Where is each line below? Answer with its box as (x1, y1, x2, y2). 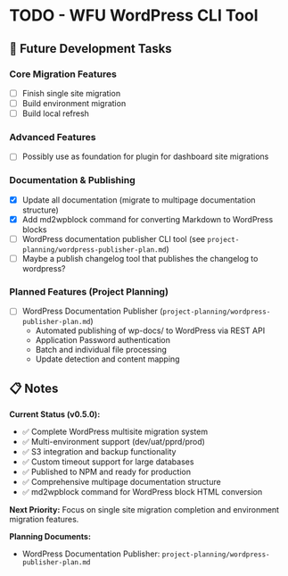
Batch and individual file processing (35, 345, 168, 355)
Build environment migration (21, 97, 127, 108)
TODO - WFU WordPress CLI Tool (9, 5, 259, 26)
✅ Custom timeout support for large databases (21, 456, 194, 467)
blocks (21, 224, 47, 235)
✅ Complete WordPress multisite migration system (21, 426, 208, 438)
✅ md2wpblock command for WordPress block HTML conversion (21, 487, 263, 497)
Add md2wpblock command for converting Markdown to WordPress (21, 213, 274, 224)
